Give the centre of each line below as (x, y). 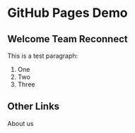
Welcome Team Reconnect (68, 39)
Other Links (34, 107)
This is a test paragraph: (43, 56)
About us (20, 123)
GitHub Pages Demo (67, 13)
